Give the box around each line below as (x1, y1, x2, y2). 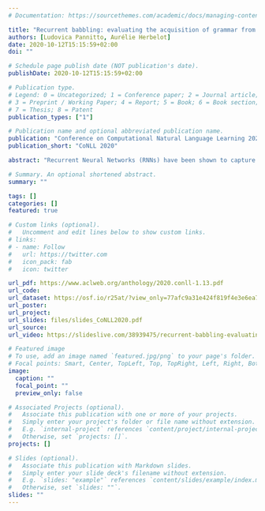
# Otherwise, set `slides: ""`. (8, 483, 122, 492)
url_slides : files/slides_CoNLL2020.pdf (8, 316, 144, 324)
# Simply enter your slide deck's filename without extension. (8, 469, 227, 477)
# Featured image (8, 345, 65, 353)
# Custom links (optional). (8, 221, 101, 229)
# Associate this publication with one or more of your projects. (8, 411, 238, 419)
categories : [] (8, 199, 58, 208)
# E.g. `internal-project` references (8, 426, 144, 434)
